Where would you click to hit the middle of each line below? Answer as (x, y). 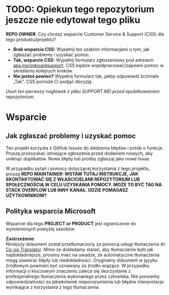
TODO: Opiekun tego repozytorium (80, 9)
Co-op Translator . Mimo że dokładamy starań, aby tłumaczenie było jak (79, 249)
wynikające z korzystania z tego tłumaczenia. (53, 287)
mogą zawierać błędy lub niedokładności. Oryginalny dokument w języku (82, 260)
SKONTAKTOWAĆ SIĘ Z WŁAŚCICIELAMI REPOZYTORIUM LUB (73, 179)
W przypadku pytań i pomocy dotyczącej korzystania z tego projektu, (78, 168)
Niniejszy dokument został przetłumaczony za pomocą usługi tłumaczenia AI (85, 244)
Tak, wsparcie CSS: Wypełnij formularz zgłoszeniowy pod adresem (83, 60)
